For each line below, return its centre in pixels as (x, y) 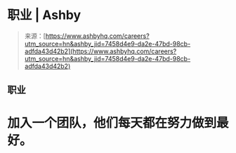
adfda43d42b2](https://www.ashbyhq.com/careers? (100, 51)
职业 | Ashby (44, 15)
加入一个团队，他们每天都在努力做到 (112, 122)
